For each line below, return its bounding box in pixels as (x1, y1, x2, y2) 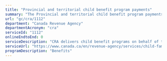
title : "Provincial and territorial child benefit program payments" (5, 7, 153, 12)
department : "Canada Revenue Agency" (5, 21, 83, 26)
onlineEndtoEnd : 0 (5, 35, 43, 40)
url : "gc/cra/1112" (5, 16, 46, 21)
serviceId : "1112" (5, 30, 43, 35)
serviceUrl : (5, 44, 30, 49)
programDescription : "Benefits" (5, 48, 72, 53)
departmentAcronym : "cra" (5, 26, 59, 30)
